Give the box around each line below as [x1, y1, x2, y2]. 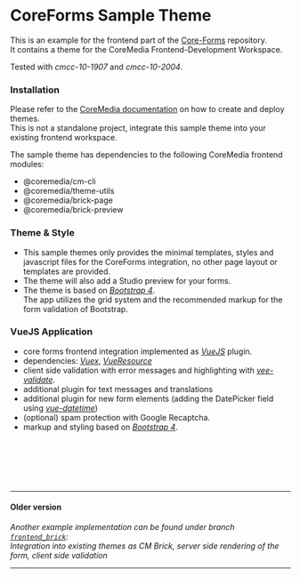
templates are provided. [22, 266, 110, 277]
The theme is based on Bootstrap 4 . [22, 285, 156, 295]
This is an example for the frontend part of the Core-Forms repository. [10, 35, 268, 45]
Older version [10, 502, 61, 512]
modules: [10, 159, 45, 170]
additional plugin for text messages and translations [22, 383, 213, 394]
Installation [10, 84, 61, 96]
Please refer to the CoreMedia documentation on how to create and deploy [10, 104, 285, 115]
